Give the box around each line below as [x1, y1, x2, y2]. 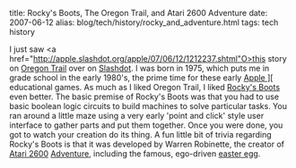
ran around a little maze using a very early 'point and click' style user [9, 111, 265, 121]
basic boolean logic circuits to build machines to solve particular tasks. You [9, 101, 287, 111]
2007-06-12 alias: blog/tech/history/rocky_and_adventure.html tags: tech [9, 17, 279, 28]
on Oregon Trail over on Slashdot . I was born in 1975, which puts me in [9, 63, 270, 73]
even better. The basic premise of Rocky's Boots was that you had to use [9, 91, 280, 102]
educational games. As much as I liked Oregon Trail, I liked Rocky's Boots [9, 82, 281, 92]
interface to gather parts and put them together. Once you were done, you [9, 120, 283, 130]
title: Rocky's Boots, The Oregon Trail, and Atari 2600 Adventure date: [9, 8, 268, 18]
